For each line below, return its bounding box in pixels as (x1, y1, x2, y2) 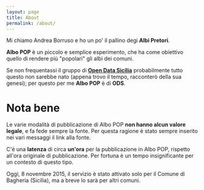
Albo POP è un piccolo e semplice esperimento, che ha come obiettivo (6, 49, 184, 56)
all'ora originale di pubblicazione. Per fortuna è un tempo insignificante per (6, 152, 194, 160)
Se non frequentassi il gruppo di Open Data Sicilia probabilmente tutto (6, 67, 183, 74)
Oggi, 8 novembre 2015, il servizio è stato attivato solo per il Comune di (6, 171, 185, 178)
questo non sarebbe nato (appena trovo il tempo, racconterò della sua (6, 73, 181, 81)
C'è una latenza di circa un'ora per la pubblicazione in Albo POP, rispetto (6, 146, 191, 153)
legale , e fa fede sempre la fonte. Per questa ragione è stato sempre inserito (6, 127, 198, 135)
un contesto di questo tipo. (6, 158, 74, 166)
